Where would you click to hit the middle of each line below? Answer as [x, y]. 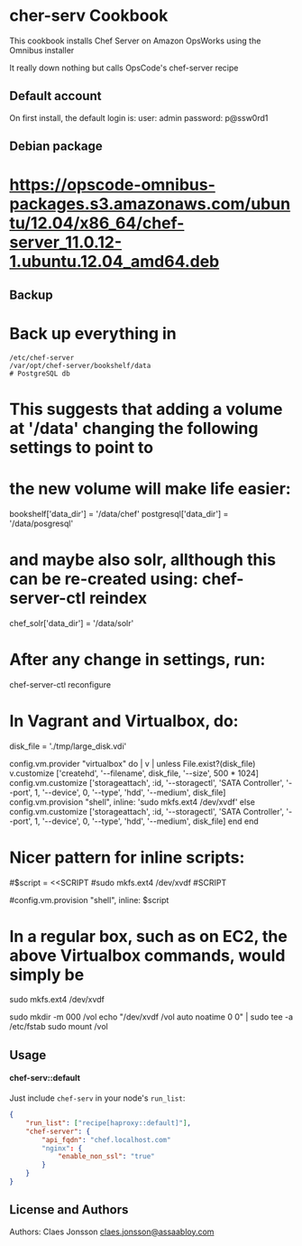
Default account [55, 96]
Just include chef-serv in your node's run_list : [97, 1098]
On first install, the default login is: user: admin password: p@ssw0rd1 [139, 117]
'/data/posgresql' [41, 523]
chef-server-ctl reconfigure [60, 684]
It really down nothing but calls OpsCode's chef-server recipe [124, 68]
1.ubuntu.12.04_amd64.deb [114, 262]
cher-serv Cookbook [89, 16]
